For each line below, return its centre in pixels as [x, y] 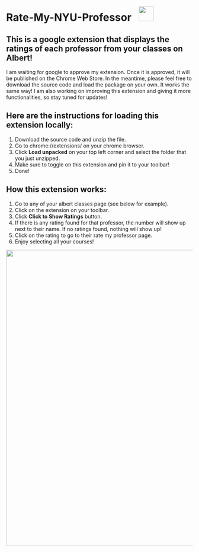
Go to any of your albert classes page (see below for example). [92, 204]
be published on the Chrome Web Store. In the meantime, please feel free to [99, 78]
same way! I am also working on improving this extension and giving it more [99, 91]
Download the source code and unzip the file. [70, 139]
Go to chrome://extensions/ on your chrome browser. [80, 146]
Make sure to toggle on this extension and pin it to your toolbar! [92, 164]
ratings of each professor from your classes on [95, 48]
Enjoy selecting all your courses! [54, 241]
